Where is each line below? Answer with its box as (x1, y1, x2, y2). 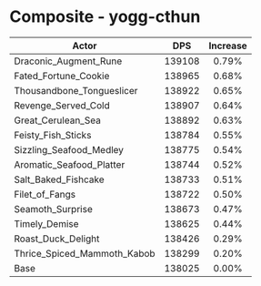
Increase (208, 39, 247, 52)
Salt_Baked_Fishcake (14, 173, 105, 186)
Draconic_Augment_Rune (14, 55, 123, 67)
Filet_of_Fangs (14, 188, 75, 200)
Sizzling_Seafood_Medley (14, 143, 125, 156)
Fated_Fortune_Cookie (14, 69, 110, 82)
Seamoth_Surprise (14, 202, 93, 215)
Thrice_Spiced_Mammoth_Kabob (14, 247, 156, 260)
